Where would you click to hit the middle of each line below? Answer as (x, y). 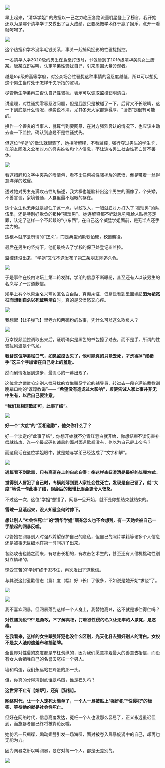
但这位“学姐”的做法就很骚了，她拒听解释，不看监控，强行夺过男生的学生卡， (82, 143)
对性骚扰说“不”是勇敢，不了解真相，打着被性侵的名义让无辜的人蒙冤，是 (79, 620)
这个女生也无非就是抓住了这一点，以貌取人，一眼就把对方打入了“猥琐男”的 (80, 208)
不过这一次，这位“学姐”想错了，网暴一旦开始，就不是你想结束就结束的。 (78, 499)
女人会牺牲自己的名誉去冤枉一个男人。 (48, 659)
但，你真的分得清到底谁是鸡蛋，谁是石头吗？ (50, 680)
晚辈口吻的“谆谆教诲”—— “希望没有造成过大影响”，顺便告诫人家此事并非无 (81, 389)
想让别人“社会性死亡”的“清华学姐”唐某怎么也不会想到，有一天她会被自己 (79, 520)
